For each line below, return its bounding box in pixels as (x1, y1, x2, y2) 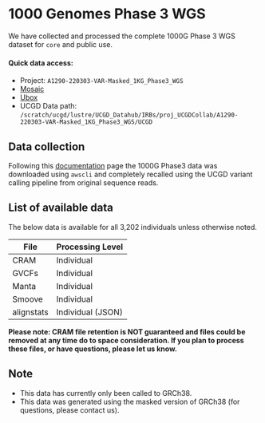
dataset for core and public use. (8, 39, 113, 49)
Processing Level (56, 241, 124, 252)
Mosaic (19, 85, 45, 94)
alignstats (12, 306, 49, 318)
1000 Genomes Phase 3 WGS (8, 5, 206, 23)
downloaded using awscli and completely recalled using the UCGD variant (8, 169, 253, 179)
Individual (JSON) (56, 306, 124, 318)
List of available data (8, 201, 114, 215)
